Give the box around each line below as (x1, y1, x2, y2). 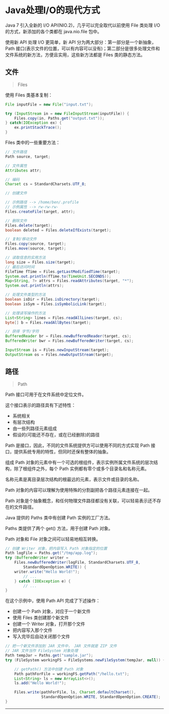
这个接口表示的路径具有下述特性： (5, 402, 76, 408)
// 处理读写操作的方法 (5, 310, 46, 316)
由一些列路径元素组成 (12, 425, 57, 431)
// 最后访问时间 (5, 264, 35, 270)
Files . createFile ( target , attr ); (5, 209, 75, 214)
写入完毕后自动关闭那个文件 (12, 634, 70, 640)
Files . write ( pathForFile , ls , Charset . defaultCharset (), (14, 690, 136, 695)
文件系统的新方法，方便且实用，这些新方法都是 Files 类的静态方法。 (5, 51, 145, 58)
